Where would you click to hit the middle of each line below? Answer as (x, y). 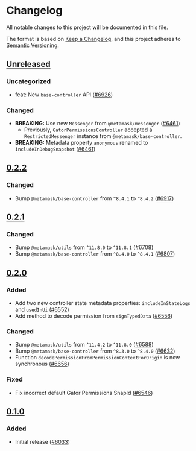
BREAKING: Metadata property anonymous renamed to (81, 142)
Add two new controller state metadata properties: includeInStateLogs (103, 303)
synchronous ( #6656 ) (42, 364)
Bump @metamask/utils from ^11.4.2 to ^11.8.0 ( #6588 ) (84, 345)
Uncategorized (29, 81)
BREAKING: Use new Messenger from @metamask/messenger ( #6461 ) (97, 123)
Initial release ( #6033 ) (43, 442)
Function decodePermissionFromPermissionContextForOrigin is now (97, 358)
